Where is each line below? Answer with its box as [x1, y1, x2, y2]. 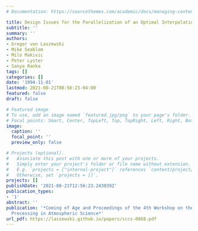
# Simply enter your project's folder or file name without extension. [6, 161, 192, 167]
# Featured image [6, 107, 49, 113]
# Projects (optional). [6, 150, 65, 156]
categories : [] [6, 74, 44, 80]
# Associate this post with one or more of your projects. [6, 156, 160, 161]
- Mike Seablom [6, 47, 44, 53]
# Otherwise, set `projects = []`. [6, 172, 99, 178]
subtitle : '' [6, 25, 38, 31]
